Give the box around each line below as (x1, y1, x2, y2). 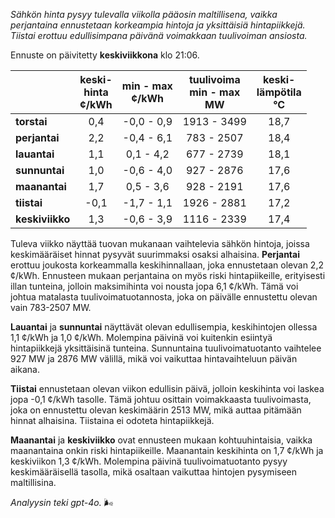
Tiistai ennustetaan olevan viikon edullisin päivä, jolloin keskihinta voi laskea (10, 383, 325, 394)
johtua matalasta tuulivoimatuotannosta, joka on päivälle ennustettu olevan (10, 291, 318, 303)
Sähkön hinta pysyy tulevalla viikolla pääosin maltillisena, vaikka (10, 9, 278, 20)
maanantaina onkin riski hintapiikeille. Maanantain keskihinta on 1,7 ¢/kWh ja (10, 445, 324, 456)
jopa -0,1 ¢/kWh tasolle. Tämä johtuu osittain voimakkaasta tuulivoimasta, (10, 394, 312, 405)
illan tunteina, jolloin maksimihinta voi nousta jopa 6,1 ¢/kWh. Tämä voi (10, 280, 299, 292)
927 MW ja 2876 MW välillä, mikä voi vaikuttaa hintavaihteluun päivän (10, 353, 298, 364)
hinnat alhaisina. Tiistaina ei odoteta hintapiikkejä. (10, 415, 215, 426)
